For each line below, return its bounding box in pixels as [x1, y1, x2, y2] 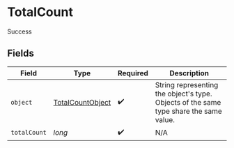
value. [155, 114, 175, 124]
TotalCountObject [53, 97, 111, 107]
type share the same [155, 106, 223, 116]
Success [7, 27, 33, 36]
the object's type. [155, 89, 212, 98]
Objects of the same [155, 97, 221, 107]
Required [117, 68, 148, 77]
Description [169, 68, 210, 77]
